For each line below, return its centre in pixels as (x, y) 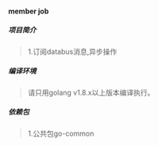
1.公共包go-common (61, 133)
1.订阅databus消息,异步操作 (72, 51)
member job (29, 11)
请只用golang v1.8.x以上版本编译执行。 (91, 92)
